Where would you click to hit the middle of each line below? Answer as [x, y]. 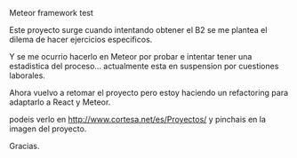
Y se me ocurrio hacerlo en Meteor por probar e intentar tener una [131, 56]
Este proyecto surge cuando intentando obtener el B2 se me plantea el [138, 30]
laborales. [28, 75]
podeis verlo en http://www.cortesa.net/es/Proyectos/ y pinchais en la [138, 119]
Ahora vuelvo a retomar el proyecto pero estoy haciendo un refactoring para [149, 93]
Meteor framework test [51, 13]
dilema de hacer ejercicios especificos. [81, 39]
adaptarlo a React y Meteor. [60, 102]
